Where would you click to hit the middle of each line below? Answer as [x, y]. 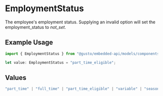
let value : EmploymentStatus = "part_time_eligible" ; [61, 62]
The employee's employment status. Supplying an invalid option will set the [80, 22]
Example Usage [29, 43]
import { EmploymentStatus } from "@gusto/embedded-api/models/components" [83, 54]
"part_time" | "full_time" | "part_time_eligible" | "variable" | [73, 89]
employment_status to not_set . [36, 27]
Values [16, 78]
